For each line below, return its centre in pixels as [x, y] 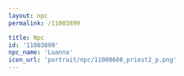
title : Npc [26, 38]
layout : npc [28, 16]
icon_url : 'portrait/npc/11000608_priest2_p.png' [93, 60]
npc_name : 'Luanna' [41, 53]
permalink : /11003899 [44, 23]
